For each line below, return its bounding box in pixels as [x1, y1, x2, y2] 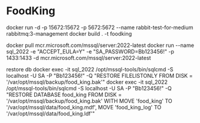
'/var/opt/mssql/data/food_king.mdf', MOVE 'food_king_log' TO [6, 103, 162, 111]
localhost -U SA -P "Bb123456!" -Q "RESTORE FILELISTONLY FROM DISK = [6, 72, 193, 79]
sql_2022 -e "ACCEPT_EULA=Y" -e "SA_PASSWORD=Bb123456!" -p [6, 48, 175, 55]
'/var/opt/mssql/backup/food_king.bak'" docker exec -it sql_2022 [6, 78, 168, 86]
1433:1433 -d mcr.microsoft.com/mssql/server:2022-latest [6, 54, 151, 61]
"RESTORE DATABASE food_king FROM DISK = [6, 91, 122, 98]
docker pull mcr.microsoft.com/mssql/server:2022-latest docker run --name [6, 42, 195, 49]
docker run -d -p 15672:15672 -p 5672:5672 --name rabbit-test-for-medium [6, 24, 193, 31]
